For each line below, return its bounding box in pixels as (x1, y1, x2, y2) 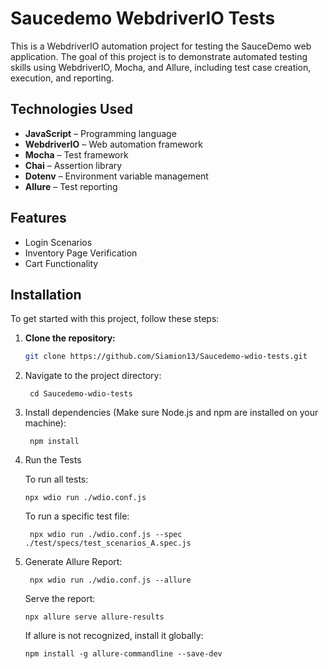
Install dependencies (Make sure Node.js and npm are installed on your (24, 407, 319, 419)
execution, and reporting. (10, 72, 115, 84)
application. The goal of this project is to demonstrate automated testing (10, 50, 308, 62)
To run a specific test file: (24, 510, 130, 522)
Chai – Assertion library (24, 159, 123, 171)
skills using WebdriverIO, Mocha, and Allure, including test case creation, (10, 61, 312, 73)
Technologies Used (10, 101, 133, 118)
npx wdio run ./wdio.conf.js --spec (29, 530, 183, 540)
